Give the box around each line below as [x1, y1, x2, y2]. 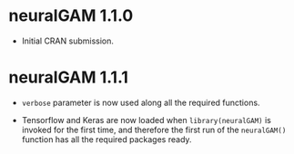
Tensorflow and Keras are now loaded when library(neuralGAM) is [21, 114, 272, 125]
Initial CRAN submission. [21, 35, 115, 46]
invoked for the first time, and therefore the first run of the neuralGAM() [21, 124, 287, 135]
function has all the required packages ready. [21, 133, 192, 145]
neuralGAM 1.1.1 [8, 67, 129, 88]
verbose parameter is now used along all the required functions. [21, 97, 260, 108]
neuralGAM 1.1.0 [8, 5, 134, 26]
